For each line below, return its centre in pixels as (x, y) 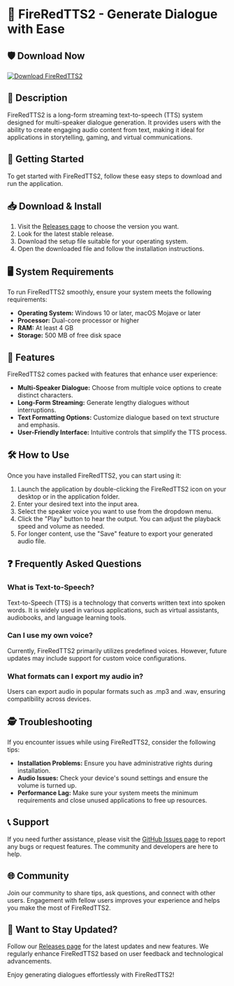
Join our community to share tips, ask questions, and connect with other (111, 893)
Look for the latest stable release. (65, 234)
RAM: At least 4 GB (45, 328)
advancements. (30, 962)
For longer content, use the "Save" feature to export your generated (115, 534)
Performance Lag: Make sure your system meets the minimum (108, 792)
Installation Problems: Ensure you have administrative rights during (115, 763)
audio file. (32, 541)
